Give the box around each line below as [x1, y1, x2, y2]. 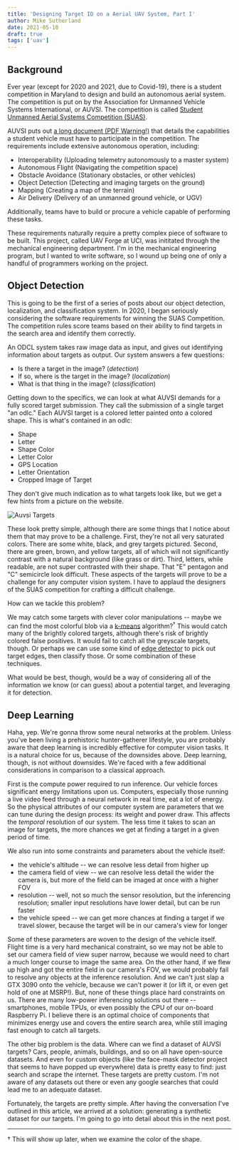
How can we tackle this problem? [7, 599, 105, 607]
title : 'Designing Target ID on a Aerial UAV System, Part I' [7, 10, 196, 18]
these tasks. [7, 215, 43, 223]
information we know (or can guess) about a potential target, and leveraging [7, 681, 230, 690]
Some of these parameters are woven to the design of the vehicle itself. [7, 935, 217, 944]
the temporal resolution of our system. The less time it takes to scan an [7, 818, 216, 827]
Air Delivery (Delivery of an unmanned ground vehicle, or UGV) [17, 193, 203, 202]
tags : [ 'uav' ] [7, 37, 50, 44]
